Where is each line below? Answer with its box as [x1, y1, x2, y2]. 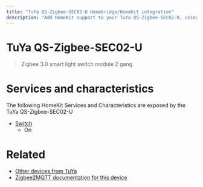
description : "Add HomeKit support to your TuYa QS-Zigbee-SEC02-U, [6, 15, 182, 21]
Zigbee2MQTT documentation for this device [14, 174, 127, 182]
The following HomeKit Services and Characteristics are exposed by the [6, 102, 186, 109]
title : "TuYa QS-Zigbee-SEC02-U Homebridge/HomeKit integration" [6, 8, 174, 15]
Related [6, 148, 45, 161]
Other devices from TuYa [14, 168, 77, 175]
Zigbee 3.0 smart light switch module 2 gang [21, 61, 133, 68]
